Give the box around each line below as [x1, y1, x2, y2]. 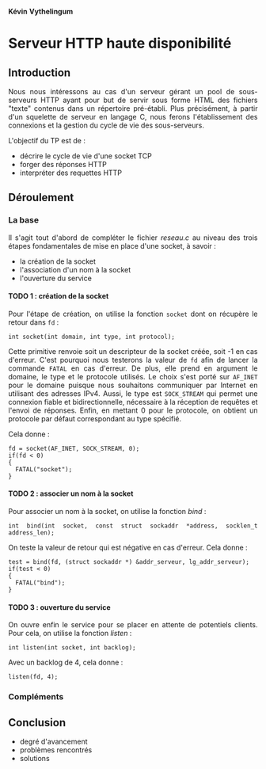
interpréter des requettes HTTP [19, 168, 123, 177]
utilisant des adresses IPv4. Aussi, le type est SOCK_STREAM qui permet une [8, 388, 258, 398]
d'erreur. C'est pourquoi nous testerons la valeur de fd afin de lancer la [8, 355, 258, 364]
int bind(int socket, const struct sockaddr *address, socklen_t [8, 522, 258, 530]
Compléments [8, 691, 64, 702]
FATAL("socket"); [15, 465, 73, 474]
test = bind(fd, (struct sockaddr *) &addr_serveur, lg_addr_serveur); [8, 558, 249, 566]
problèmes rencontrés [19, 745, 93, 755]
